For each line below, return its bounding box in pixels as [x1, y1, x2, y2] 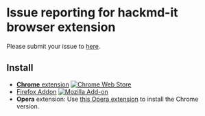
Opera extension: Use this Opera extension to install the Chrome [16, 95, 199, 103]
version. [16, 102, 40, 111]
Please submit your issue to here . [6, 42, 101, 50]
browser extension [6, 19, 116, 35]
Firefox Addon [16, 87, 57, 95]
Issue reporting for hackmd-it [6, 5, 179, 21]
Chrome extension [16, 80, 69, 89]
